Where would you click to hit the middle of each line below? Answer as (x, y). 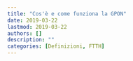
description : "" (31, 40)
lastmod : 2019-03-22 (37, 27)
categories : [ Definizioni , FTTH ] (56, 46)
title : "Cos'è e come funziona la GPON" (67, 14)
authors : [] (24, 33)
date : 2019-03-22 (33, 20)
